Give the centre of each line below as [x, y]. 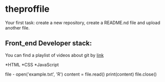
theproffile [27, 9]
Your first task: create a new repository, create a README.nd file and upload [83, 23]
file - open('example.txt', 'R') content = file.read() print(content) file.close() [81, 74]
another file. [17, 27]
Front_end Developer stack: [49, 43]
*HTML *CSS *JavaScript [32, 64]
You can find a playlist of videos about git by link [54, 55]
